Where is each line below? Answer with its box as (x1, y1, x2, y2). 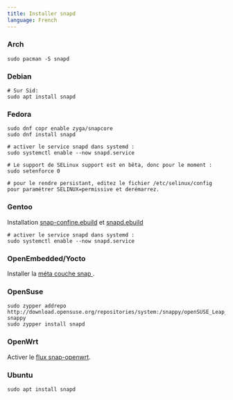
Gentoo (7, 202, 33, 212)
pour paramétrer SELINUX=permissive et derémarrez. (7, 186, 159, 193)
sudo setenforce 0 (7, 168, 60, 175)
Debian (7, 71, 32, 81)
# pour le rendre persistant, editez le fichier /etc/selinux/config (7, 180, 213, 187)
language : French (7, 17, 58, 24)
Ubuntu (7, 370, 33, 380)
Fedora (7, 109, 32, 119)
